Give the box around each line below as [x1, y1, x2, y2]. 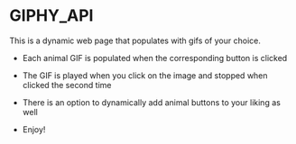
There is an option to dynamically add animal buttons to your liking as [22, 96, 282, 108]
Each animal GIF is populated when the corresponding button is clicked [22, 52, 288, 63]
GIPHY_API [9, 5, 94, 26]
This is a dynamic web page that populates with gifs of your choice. [9, 35, 262, 46]
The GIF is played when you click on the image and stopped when [22, 69, 268, 81]
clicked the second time [22, 79, 112, 90]
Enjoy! [22, 123, 46, 135]
